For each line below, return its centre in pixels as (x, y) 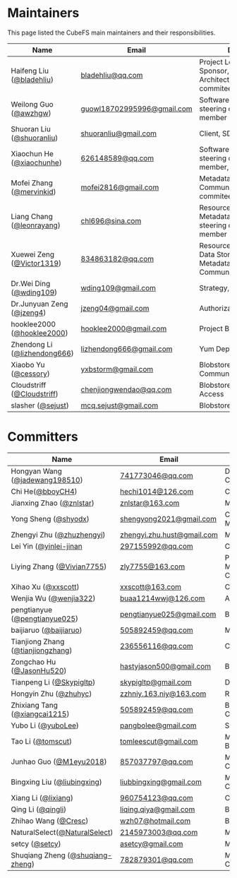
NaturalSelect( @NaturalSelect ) (62, 832)
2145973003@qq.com (159, 832)
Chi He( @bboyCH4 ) (44, 491)
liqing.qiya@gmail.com (157, 809)
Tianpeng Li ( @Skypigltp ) (53, 682)
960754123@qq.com (157, 797)
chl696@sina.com (111, 220)
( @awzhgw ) (31, 113)
